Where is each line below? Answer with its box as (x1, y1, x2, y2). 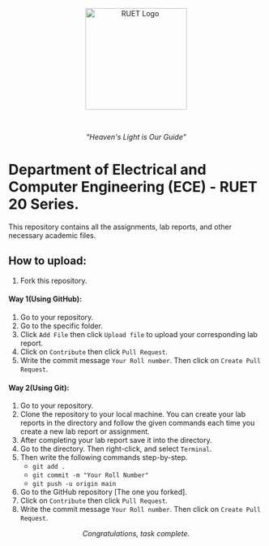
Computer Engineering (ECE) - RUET (8, 178, 258, 197)
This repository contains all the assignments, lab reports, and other (8, 222, 233, 232)
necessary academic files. (8, 230, 96, 240)
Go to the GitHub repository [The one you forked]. (19, 487, 188, 497)
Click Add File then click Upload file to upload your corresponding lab (19, 329, 258, 339)
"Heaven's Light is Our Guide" (86, 132, 186, 141)
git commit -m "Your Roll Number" (32, 471, 149, 479)
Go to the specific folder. (19, 321, 104, 331)
